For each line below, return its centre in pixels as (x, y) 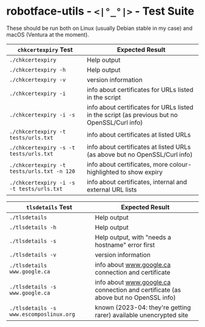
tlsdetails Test (49, 207)
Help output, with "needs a (133, 237)
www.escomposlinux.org (42, 314)
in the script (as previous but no (132, 115)
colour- (181, 164)
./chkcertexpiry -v (38, 80)
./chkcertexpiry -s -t (42, 147)
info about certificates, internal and (137, 182)
